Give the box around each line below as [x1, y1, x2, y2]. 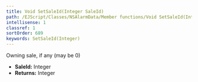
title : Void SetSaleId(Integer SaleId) [6, 8, 104, 15]
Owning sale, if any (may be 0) [6, 52, 81, 59]
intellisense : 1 [6, 19, 46, 25]
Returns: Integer [14, 70, 55, 76]
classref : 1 [6, 25, 35, 31]
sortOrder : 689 [6, 30, 44, 36]
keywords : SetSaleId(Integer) [6, 36, 81, 42]
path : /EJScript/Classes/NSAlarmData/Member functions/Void [6, 14, 157, 20]
